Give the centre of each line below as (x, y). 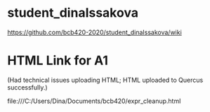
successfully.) (27, 87)
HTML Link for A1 (58, 61)
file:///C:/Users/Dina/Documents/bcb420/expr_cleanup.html (94, 101)
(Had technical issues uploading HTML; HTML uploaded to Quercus (105, 80)
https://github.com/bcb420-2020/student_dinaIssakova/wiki (95, 32)
